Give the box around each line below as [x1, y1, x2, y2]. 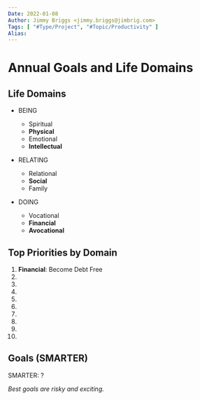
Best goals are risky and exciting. [8, 385, 104, 393]
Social [28, 177, 48, 186]
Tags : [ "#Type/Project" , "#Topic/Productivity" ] [8, 23, 159, 30]
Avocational [28, 226, 65, 235]
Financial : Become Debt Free [17, 265, 103, 274]
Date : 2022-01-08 [8, 10, 59, 18]
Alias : [8, 29, 27, 37]
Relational [28, 170, 57, 178]
